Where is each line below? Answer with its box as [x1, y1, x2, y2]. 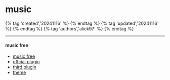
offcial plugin [12, 59, 40, 65]
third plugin [12, 64, 37, 70]
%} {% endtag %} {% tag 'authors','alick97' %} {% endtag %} [5, 25, 134, 31]
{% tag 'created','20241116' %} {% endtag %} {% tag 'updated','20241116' [5, 20, 159, 26]
